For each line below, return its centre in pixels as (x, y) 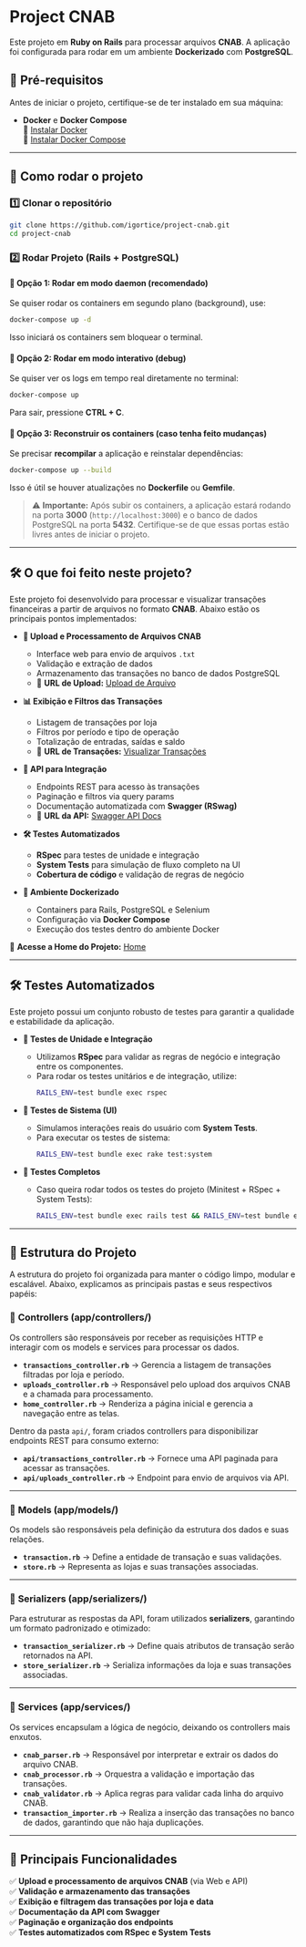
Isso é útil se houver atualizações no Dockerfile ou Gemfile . (122, 488)
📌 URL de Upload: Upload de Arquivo (106, 683)
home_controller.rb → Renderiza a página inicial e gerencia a (138, 1403)
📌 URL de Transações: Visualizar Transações (121, 752)
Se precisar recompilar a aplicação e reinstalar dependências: (127, 454)
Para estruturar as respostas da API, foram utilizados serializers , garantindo (152, 1619)
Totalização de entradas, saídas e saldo (110, 742)
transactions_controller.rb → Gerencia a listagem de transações (147, 1365)
